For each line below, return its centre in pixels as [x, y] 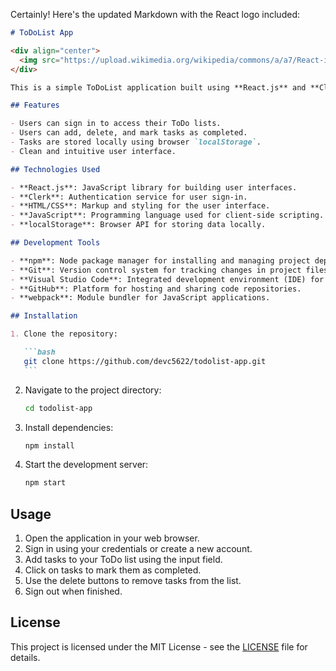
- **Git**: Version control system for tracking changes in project [156, 270]
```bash [39, 352]
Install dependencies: [69, 427]
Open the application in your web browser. [112, 538]
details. [25, 657]
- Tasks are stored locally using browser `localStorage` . [136, 142]
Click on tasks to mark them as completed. [113, 570]
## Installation [44, 316]
